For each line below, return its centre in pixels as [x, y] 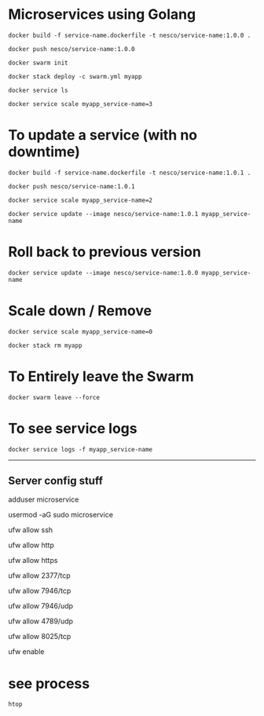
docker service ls [38, 90]
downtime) [44, 152]
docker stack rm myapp [45, 345]
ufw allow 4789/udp [40, 621]
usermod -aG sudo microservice [61, 515]
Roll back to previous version [105, 252]
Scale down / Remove [80, 311]
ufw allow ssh [31, 530]
